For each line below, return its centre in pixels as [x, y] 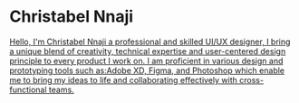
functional [28, 89]
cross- [251, 80]
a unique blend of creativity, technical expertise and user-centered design [148, 51]
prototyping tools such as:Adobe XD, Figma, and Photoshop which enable [147, 70]
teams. [61, 89]
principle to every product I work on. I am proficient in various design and [146, 61]
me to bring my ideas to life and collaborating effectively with [124, 80]
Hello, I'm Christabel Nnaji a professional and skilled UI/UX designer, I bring [150, 42]
